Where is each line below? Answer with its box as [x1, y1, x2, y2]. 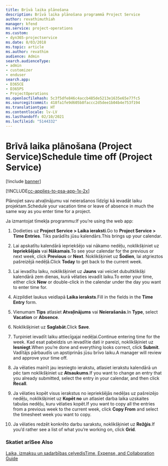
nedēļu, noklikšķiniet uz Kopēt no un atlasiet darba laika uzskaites [12, 395, 149, 401]
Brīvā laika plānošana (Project [5, 140, 132, 151]
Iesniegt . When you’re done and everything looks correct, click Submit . [12, 344, 160, 350]
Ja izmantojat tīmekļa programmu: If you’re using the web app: [5, 218, 133, 224]
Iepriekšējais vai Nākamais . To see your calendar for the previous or [12, 248, 154, 254]
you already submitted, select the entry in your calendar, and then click [12, 375, 159, 381]
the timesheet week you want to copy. [12, 411, 91, 417]
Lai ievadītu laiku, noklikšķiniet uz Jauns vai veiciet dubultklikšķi [12, 268, 145, 274]
